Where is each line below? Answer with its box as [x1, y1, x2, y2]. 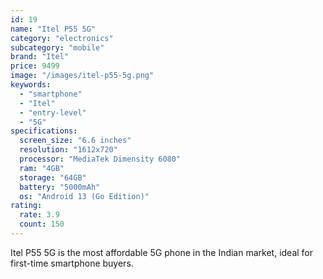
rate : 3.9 [19, 210, 60, 220]
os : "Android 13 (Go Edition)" [19, 191, 150, 201]
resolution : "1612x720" [19, 145, 118, 155]
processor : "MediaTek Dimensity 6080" [19, 154, 182, 164]
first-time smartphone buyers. [10, 257, 134, 269]
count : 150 [19, 219, 65, 230]
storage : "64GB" [19, 172, 87, 183]
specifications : [10, 126, 78, 136]
